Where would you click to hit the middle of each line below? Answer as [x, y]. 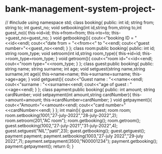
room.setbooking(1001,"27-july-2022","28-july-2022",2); [61, 115]
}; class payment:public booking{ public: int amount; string [97, 89]
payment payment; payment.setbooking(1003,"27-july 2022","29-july [74, 136]
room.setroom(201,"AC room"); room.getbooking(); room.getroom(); [73, 120]
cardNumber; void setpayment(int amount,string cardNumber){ [68, 94]
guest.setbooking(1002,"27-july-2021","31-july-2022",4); [61, 125]
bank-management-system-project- [80, 9]
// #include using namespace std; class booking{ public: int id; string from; [80, 22]
